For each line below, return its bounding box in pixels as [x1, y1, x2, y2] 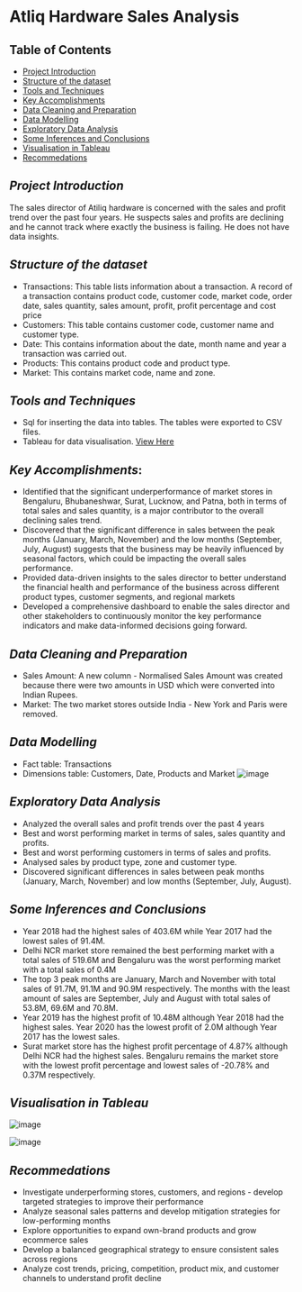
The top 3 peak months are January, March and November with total [22, 973, 277, 984]
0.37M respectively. [22, 1069, 96, 1080]
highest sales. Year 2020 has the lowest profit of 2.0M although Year [22, 1021, 278, 1033]
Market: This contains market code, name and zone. [22, 367, 216, 378]
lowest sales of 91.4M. [22, 935, 106, 946]
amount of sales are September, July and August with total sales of [22, 993, 271, 1004]
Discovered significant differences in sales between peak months [22, 866, 265, 877]
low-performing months [22, 1215, 111, 1226]
